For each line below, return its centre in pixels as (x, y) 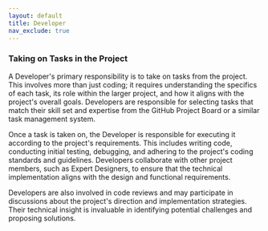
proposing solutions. (42, 218)
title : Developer (37, 23)
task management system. (52, 119)
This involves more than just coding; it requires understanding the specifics (133, 84)
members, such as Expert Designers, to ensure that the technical (116, 168)
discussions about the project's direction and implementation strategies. (128, 201)
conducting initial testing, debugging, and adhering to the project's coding (131, 151)
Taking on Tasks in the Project (68, 59)
